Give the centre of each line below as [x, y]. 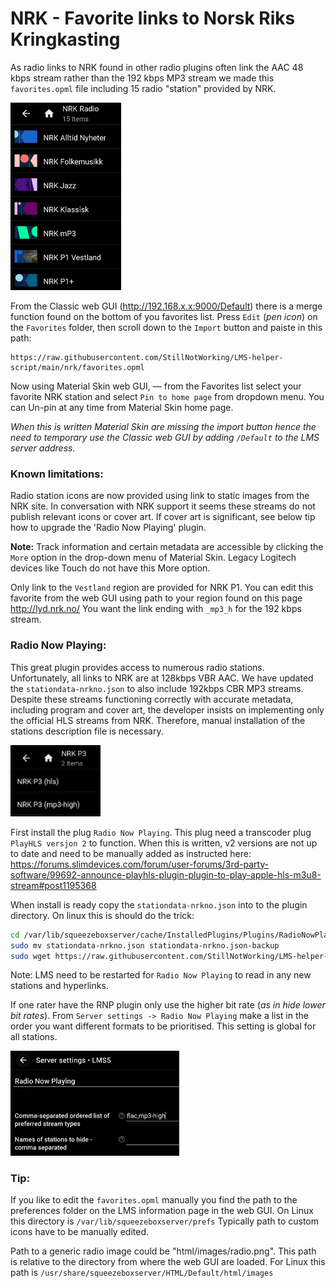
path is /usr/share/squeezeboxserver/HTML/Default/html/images [142, 1272]
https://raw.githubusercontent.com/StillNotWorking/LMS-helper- [147, 357]
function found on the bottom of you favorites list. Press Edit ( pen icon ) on [164, 316]
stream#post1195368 [53, 885]
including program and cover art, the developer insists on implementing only [167, 709]
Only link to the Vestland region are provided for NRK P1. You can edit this [162, 588]
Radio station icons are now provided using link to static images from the [160, 496]
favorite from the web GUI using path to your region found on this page [156, 598]
